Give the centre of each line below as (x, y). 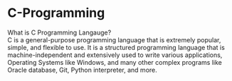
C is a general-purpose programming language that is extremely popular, (114, 39)
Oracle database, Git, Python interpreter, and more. (83, 70)
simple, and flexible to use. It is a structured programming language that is (116, 47)
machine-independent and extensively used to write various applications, (115, 55)
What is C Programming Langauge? (59, 32)
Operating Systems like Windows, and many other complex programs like (115, 62)
